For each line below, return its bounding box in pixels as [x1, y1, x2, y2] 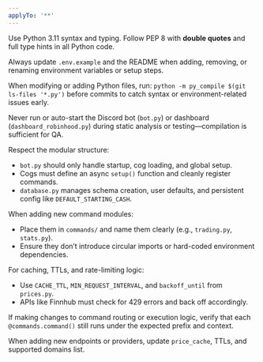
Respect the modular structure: [8, 145, 110, 154]
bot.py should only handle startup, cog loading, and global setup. [19, 160, 233, 170]
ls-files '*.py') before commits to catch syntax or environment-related [8, 89, 247, 99]
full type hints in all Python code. [8, 41, 115, 51]
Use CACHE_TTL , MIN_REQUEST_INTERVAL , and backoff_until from [19, 280, 223, 289]
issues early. [8, 97, 50, 107]
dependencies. [19, 250, 69, 259]
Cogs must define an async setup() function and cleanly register [19, 168, 231, 178]
